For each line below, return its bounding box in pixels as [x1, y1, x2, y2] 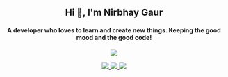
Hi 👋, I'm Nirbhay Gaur [65, 7, 163, 19]
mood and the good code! [76, 33, 152, 41]
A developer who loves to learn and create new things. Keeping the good [7, 25, 221, 34]
